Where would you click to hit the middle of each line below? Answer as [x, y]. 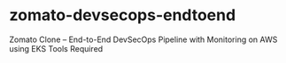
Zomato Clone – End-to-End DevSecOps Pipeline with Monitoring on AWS [143, 39]
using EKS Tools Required [56, 48]
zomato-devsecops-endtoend [123, 15]
